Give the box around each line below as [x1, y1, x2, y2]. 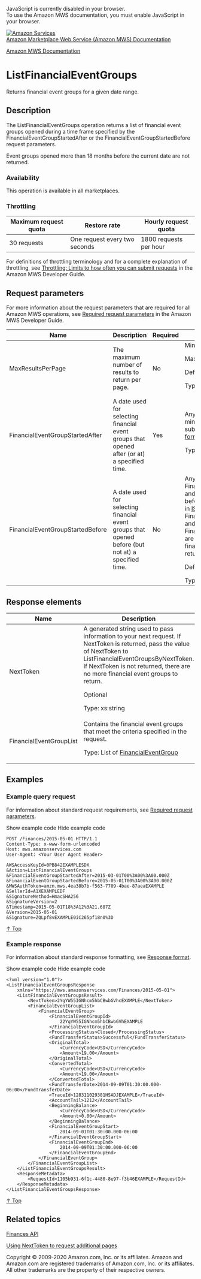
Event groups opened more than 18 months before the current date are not [6, 152, 190, 159]
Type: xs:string [83, 704, 126, 712]
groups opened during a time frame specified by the [6, 128, 135, 135]
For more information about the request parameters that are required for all [6, 304, 191, 311]
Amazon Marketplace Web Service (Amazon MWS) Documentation [6, 36, 171, 43]
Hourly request [144, 218, 188, 226]
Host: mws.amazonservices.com [6, 846, 82, 852]
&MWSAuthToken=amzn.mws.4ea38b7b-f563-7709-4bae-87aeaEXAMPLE [6, 883, 165, 889]
